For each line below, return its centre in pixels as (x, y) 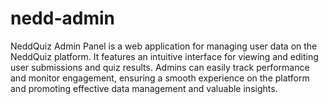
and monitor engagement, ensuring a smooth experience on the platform (160, 78)
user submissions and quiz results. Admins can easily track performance (160, 67)
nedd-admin (62, 18)
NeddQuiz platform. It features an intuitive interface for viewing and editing (164, 56)
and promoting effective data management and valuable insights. (144, 88)
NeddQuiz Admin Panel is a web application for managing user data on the (164, 46)
